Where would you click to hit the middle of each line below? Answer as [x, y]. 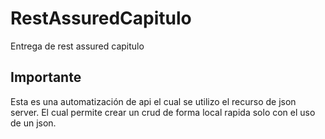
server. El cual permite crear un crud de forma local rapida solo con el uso [163, 112]
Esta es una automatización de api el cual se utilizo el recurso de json [153, 101]
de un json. [33, 123]
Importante [46, 77]
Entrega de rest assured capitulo [77, 46]
